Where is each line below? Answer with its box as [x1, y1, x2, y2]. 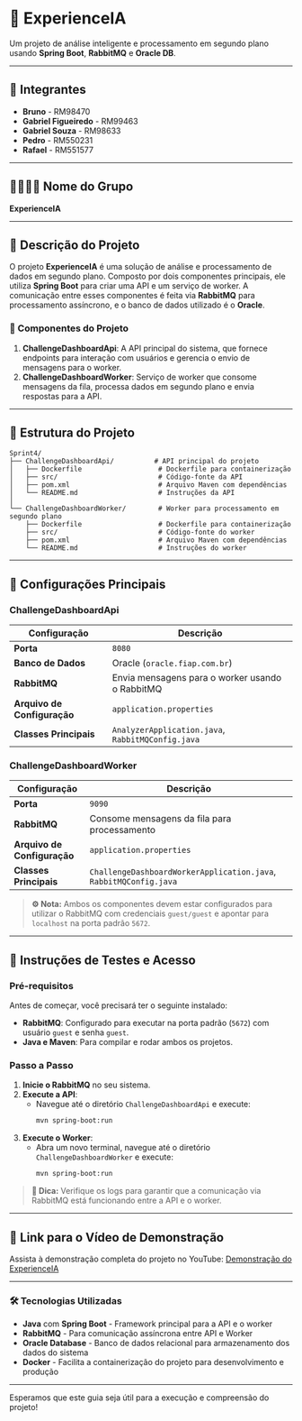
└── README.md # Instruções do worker [25, 544, 247, 553]
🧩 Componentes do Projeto [9, 322, 129, 335]
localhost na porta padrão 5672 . [31, 918, 151, 929]
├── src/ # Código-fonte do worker [25, 527, 255, 537]
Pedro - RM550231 [22, 134, 93, 145]
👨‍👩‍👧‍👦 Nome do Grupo [9, 179, 134, 195]
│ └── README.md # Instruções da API [9, 489, 235, 498]
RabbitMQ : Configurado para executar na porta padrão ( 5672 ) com [22, 1018, 270, 1029]
